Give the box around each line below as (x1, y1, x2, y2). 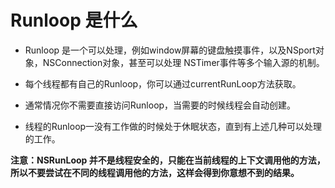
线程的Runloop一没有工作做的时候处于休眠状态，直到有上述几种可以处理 (24, 120, 323, 132)
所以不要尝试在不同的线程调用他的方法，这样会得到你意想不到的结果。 (10, 166, 300, 178)
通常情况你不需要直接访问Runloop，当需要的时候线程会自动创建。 (24, 99, 297, 111)
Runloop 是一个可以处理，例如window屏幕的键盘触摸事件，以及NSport (24, 44, 316, 56)
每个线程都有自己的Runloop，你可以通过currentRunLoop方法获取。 (24, 77, 302, 90)
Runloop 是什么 (10, 9, 138, 32)
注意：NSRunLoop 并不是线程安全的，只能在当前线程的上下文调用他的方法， (10, 154, 326, 166)
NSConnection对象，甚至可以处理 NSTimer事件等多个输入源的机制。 (42, 56, 325, 68)
